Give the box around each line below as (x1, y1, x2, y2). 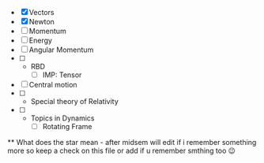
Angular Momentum (28, 45, 94, 54)
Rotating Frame (42, 122, 92, 132)
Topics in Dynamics (30, 113, 95, 123)
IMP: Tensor (42, 70, 82, 80)
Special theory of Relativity (30, 97, 119, 106)
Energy (28, 35, 53, 45)
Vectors (28, 8, 55, 17)
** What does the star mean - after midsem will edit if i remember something (7, 138, 257, 147)
